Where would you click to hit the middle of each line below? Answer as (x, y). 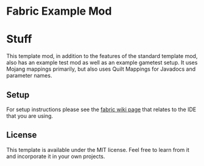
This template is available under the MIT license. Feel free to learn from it (98, 150)
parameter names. (29, 76)
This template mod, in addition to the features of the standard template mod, (102, 56)
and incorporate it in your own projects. (56, 156)
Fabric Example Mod (59, 11)
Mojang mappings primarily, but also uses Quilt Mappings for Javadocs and (101, 69)
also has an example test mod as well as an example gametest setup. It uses (102, 63)
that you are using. (30, 116)
